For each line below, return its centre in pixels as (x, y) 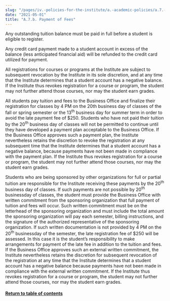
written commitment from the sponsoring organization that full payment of (82, 200)
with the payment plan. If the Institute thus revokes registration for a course (84, 156)
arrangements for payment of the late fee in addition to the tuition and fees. (84, 244)
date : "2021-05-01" (26, 15)
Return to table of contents (34, 293)
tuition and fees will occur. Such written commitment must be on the (76, 205)
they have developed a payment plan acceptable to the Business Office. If (82, 129)
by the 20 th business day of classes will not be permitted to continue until (82, 124)
